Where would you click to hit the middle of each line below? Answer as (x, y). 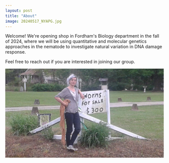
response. (16, 52)
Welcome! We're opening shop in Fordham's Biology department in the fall (82, 36)
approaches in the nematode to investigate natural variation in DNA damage (84, 47)
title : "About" (21, 16)
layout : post (19, 11)
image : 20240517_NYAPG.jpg (33, 21)
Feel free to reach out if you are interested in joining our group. (70, 62)
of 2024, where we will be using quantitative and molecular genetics (76, 41)
